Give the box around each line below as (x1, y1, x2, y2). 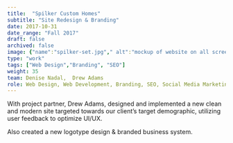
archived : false (7, 42, 54, 49)
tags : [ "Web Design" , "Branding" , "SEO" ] (7, 61, 126, 68)
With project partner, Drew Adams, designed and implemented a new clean (7, 99, 222, 108)
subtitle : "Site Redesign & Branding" (7, 17, 119, 23)
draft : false (7, 36, 45, 43)
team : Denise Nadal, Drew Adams (7, 74, 104, 82)
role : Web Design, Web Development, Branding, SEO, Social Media (7, 81, 200, 88)
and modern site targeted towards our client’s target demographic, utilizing (7, 107, 221, 115)
